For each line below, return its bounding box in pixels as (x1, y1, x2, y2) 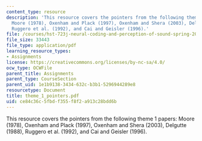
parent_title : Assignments (6, 70, 74, 77)
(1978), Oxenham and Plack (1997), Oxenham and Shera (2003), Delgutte (6, 121, 187, 128)
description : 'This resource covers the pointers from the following (6, 14, 185, 20)
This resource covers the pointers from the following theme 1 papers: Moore (6, 115, 195, 122)
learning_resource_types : (6, 48, 71, 54)
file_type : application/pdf (6, 43, 77, 49)
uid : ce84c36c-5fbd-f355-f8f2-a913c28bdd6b (6, 98, 117, 104)
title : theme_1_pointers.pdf (6, 93, 79, 99)
